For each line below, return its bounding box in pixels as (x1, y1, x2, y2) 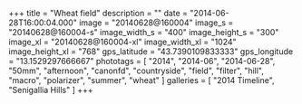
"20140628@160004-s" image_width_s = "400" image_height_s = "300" (8, 27, 279, 37)
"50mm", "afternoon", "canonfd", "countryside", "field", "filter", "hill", (8, 65, 265, 76)
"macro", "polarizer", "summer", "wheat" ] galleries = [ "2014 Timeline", (8, 75, 275, 85)
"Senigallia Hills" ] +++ (8, 85, 94, 95)
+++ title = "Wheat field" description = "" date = (8, 8, 188, 18)
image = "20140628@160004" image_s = (79, 17, 234, 28)
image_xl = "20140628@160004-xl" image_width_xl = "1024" (8, 36, 237, 47)
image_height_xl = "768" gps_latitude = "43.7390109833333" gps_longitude (8, 46, 294, 57)
